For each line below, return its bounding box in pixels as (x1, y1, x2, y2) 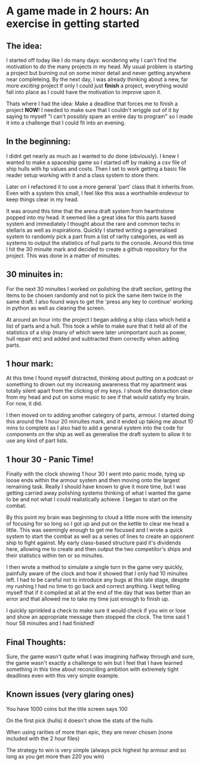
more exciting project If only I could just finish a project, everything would (6, 82, 188, 89)
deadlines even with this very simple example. (6, 672, 119, 679)
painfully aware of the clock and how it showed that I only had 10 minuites (6, 570, 188, 577)
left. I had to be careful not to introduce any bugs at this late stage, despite (6, 576, 190, 583)
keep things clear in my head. (6, 196, 79, 203)
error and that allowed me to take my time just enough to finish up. (6, 595, 170, 602)
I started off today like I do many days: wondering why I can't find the (6, 57, 177, 63)
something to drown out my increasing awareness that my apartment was (6, 381, 187, 388)
